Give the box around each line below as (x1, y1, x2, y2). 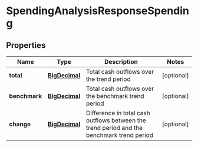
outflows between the (85, 116, 146, 125)
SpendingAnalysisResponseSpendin (6, 4, 190, 18)
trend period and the (85, 124, 143, 132)
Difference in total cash (85, 109, 150, 117)
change (9, 120, 31, 128)
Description (104, 58, 138, 66)
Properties (6, 40, 46, 50)
